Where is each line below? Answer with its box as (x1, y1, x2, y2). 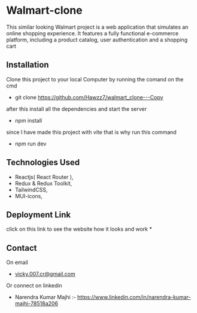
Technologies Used (6, 157, 80, 168)
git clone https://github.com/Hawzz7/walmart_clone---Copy (14, 93, 163, 101)
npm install (14, 117, 43, 124)
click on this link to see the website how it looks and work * (6, 226, 153, 233)
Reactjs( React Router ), (14, 173, 74, 180)
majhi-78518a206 (14, 300, 59, 307)
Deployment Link (6, 209, 71, 220)
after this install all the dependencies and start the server (6, 105, 147, 113)
